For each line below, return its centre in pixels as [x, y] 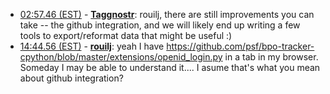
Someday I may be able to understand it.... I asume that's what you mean [170, 67]
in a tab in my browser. [271, 57]
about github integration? [71, 78]
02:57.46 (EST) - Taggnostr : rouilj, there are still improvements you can [167, 14]
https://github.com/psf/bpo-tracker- [240, 46]
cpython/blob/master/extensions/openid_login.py [121, 57]
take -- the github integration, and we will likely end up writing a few [160, 25]
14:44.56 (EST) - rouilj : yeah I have [92, 46]
